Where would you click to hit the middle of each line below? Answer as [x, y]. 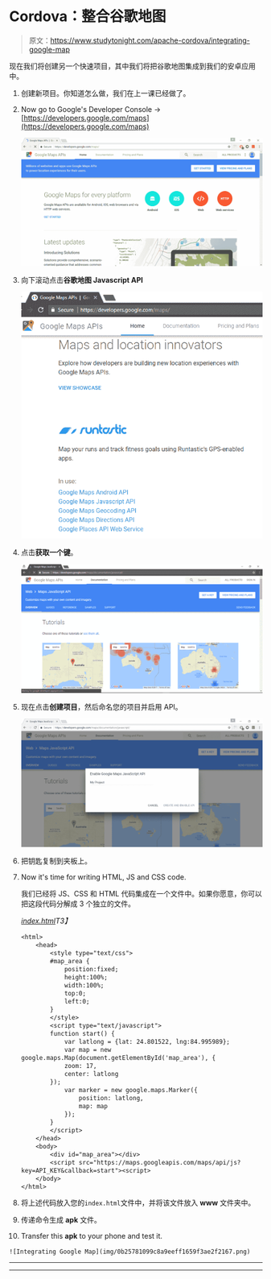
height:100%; [86, 977]
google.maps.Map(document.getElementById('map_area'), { [118, 1058]
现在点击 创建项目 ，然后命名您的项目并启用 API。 [102, 707]
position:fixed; [91, 969]
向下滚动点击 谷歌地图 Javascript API [82, 279]
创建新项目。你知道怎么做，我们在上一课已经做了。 [105, 93]
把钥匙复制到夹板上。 [56, 861]
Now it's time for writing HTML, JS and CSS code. [103, 877]
